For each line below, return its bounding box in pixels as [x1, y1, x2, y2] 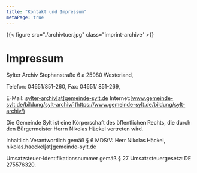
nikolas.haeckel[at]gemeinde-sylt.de [6, 143, 97, 150]
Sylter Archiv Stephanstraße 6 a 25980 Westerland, [6, 71, 134, 78]
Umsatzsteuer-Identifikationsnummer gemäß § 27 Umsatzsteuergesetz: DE [6, 155, 192, 162]
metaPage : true [6, 14, 44, 20]
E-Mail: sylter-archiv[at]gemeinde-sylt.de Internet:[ [6, 95, 133, 102]
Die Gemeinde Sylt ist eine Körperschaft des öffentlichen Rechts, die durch [6, 119, 191, 126]
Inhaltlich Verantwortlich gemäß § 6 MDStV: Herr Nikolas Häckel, [6, 137, 166, 144]
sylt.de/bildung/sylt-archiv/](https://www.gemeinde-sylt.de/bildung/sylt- [6, 101, 186, 108]
